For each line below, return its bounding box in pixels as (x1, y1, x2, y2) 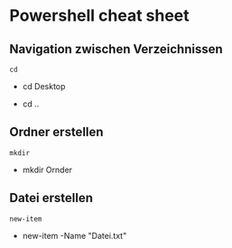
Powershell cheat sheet (9, 5, 190, 26)
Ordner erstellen (9, 124, 104, 140)
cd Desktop (22, 81, 66, 91)
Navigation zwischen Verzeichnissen (9, 41, 223, 57)
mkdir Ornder (22, 164, 73, 175)
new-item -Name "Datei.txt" (22, 230, 127, 241)
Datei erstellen (9, 190, 93, 206)
